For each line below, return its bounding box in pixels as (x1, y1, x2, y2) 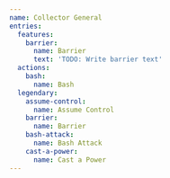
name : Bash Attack (32, 138, 103, 147)
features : (17, 30, 54, 39)
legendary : (17, 88, 58, 97)
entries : (9, 22, 42, 31)
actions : (17, 64, 50, 73)
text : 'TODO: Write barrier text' (32, 55, 164, 64)
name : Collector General (9, 13, 103, 22)
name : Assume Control (32, 105, 115, 114)
